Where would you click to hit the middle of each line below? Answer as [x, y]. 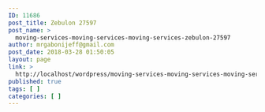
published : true [35, 81]
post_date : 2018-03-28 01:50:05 [61, 52]
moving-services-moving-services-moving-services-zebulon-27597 [123, 37]
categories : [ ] [35, 96]
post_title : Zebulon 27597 [52, 23]
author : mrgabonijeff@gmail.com [61, 45]
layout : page [30, 60]
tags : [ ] [24, 89]
